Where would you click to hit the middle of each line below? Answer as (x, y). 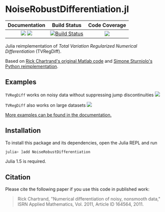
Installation (23, 131)
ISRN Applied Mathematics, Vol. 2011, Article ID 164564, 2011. (80, 204)
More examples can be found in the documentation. (58, 115)
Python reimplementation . (32, 66)
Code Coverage (107, 25)
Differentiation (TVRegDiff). (33, 51)
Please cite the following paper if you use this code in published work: (77, 189)
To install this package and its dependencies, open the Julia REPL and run (81, 143)
